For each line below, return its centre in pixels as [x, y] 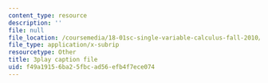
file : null [26, 30]
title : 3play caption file [53, 60]
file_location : [33, 38]
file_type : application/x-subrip [64, 45]
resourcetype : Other [43, 52]
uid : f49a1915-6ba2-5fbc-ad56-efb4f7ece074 [82, 67]
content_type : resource [48, 15]
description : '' [35, 23]
